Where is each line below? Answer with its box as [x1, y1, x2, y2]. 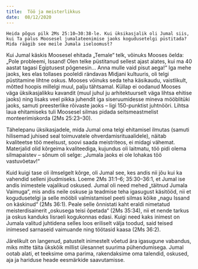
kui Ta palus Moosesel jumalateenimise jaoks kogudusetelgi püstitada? [6, 36, 187, 42]
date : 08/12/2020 [6, 14, 52, 20]
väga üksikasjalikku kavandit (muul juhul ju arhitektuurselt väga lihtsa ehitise [6, 89, 192, 96]
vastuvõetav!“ [6, 157, 40, 164]
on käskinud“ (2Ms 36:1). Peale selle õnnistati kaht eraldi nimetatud [6, 200, 170, 208]
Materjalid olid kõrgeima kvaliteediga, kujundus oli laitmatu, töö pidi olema [6, 145, 187, 152]
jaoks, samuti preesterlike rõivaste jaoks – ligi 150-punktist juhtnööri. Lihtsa [6, 102, 189, 109]
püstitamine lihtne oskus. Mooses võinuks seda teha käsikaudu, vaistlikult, [6, 77, 188, 84]
